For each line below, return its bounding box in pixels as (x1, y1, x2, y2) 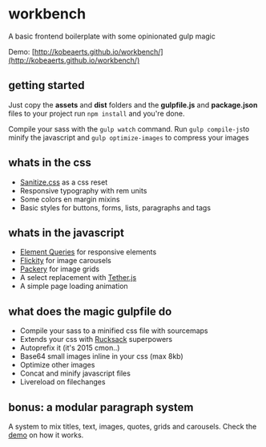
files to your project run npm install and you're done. (8, 108, 185, 118)
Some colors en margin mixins (19, 194, 120, 204)
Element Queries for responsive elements (19, 247, 157, 257)
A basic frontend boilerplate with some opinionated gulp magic (8, 31, 216, 41)
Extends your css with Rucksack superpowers (19, 335, 173, 344)
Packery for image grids (19, 264, 100, 274)
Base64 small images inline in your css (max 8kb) (19, 352, 184, 361)
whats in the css (8, 156, 92, 169)
